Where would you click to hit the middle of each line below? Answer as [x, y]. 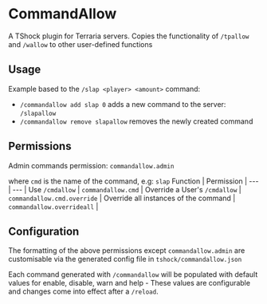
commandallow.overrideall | [53, 206]
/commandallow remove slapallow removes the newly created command [136, 121]
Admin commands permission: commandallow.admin [91, 165]
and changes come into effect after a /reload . [83, 291]
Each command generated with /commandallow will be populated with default [133, 274]
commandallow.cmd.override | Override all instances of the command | [122, 198]
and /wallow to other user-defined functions [80, 44]
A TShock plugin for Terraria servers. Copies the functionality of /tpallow [129, 36]
